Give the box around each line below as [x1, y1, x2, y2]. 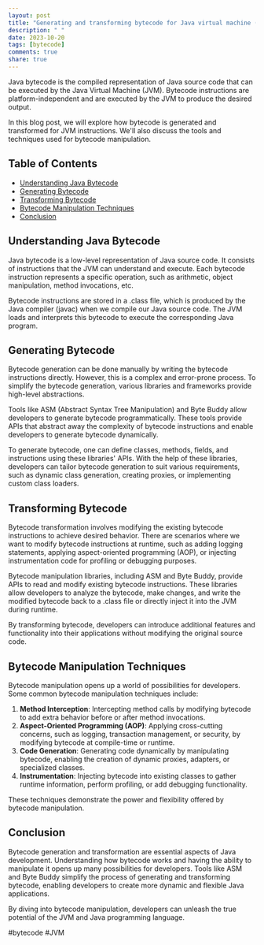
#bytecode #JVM [8, 928, 65, 937]
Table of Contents [8, 157, 98, 170]
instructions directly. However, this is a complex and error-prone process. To [8, 373, 256, 382]
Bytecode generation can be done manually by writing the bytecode [8, 364, 229, 374]
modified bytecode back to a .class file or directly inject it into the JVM [8, 597, 237, 606]
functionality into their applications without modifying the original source [8, 628, 244, 638]
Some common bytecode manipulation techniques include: [8, 689, 199, 698]
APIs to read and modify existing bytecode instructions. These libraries [8, 580, 238, 590]
